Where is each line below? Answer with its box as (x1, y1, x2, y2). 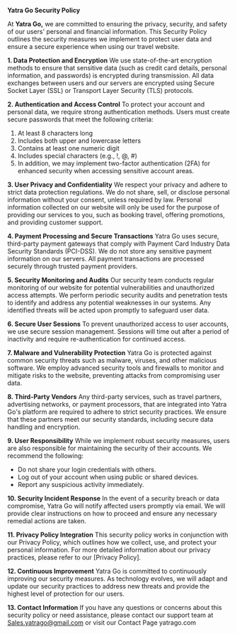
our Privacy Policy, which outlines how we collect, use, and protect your (7, 538, 217, 546)
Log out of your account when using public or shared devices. (17, 473, 200, 481)
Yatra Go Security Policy (7, 6, 81, 14)
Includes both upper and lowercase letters (17, 136, 141, 145)
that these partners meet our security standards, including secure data (7, 415, 214, 423)
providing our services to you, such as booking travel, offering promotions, (7, 211, 225, 219)
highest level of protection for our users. (7, 589, 125, 598)
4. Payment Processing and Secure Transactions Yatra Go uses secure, (7, 232, 219, 240)
